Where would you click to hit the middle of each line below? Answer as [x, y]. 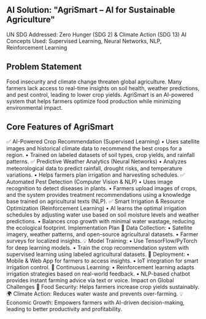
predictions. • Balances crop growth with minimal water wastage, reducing [101, 221]
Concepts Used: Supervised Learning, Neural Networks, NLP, [84, 41]
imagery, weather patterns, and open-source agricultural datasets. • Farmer [102, 234]
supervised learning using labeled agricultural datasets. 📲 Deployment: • [98, 255]
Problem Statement [44, 67]
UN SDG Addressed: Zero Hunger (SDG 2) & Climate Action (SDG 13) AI [97, 34]
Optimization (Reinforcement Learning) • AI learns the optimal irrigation [97, 209]
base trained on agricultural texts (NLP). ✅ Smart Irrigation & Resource [95, 201]
